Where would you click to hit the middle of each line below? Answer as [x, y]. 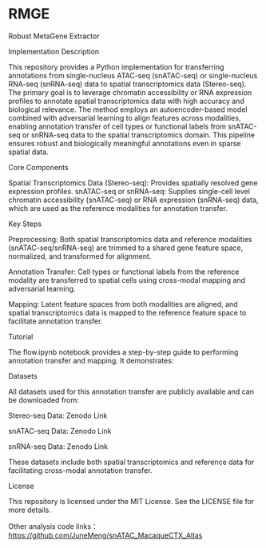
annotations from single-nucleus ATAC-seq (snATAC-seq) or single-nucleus [133, 75]
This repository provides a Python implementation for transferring [116, 67]
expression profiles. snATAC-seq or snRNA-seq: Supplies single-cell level [129, 191]
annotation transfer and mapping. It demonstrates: [91, 360]
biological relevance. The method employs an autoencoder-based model [128, 109]
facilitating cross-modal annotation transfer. [80, 470]
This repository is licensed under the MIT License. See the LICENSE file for [131, 501]
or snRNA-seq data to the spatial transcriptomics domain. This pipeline [139, 135]
